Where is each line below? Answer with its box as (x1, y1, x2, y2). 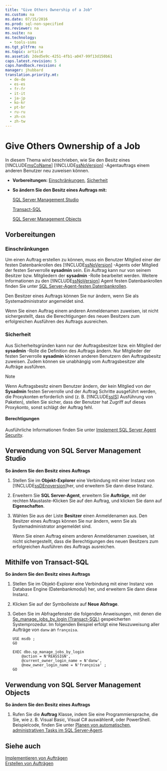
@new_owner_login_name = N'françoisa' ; (21, 663, 107, 668)
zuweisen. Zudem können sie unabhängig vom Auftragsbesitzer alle (5, 358, 145, 364)
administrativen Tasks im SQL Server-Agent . (12, 728, 104, 734)
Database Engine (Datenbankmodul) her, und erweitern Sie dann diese (12, 586, 158, 592)
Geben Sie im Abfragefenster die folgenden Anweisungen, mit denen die (12, 611, 162, 617)
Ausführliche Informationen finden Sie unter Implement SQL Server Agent (5, 427, 156, 433)
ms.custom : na (5, 12, 35, 17)
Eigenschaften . (12, 503, 45, 509)
